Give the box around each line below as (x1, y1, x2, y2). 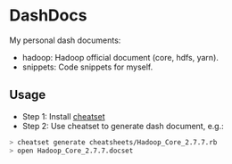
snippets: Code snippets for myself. (21, 61, 153, 72)
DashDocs (9, 5, 87, 26)
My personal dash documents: (9, 35, 121, 45)
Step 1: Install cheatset (21, 111, 105, 121)
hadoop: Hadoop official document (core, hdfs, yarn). (21, 52, 219, 62)
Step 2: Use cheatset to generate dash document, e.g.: (21, 120, 225, 131)
